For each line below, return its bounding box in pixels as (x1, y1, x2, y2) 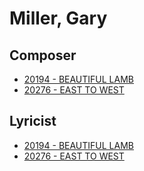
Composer (9, 47, 77, 64)
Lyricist (9, 113, 57, 130)
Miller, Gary (9, 7, 108, 30)
